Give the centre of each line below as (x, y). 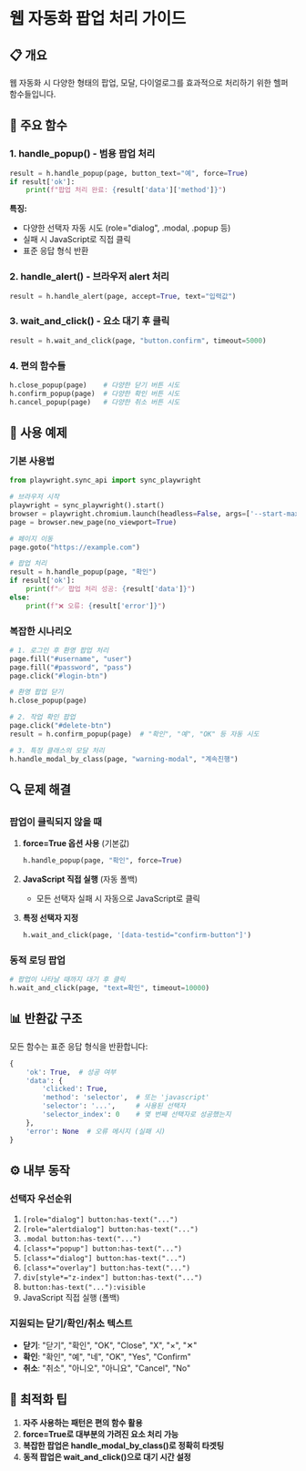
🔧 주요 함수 (39, 125)
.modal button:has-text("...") (82, 1240)
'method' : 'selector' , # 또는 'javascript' (126, 1098)
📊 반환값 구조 (46, 1019)
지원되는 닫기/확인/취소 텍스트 (71, 1323)
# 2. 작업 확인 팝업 (42, 717)
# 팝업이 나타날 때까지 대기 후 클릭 (67, 980)
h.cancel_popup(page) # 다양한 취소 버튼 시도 (95, 402)
